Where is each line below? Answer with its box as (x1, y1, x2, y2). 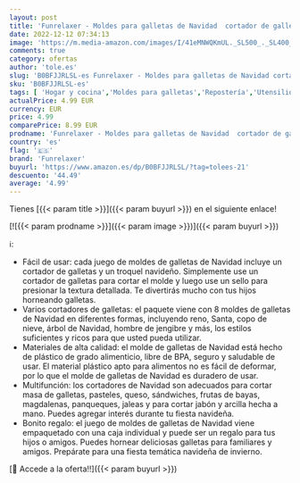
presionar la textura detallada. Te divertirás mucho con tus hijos (21, 285, 257, 296)
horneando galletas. (21, 295, 96, 305)
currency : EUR (9, 104, 62, 113)
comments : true (9, 46, 66, 55)
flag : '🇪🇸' (9, 146, 54, 154)
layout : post (9, 12, 58, 22)
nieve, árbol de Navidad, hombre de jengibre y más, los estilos (21, 323, 252, 334)
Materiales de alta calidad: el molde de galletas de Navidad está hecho (21, 342, 283, 353)
